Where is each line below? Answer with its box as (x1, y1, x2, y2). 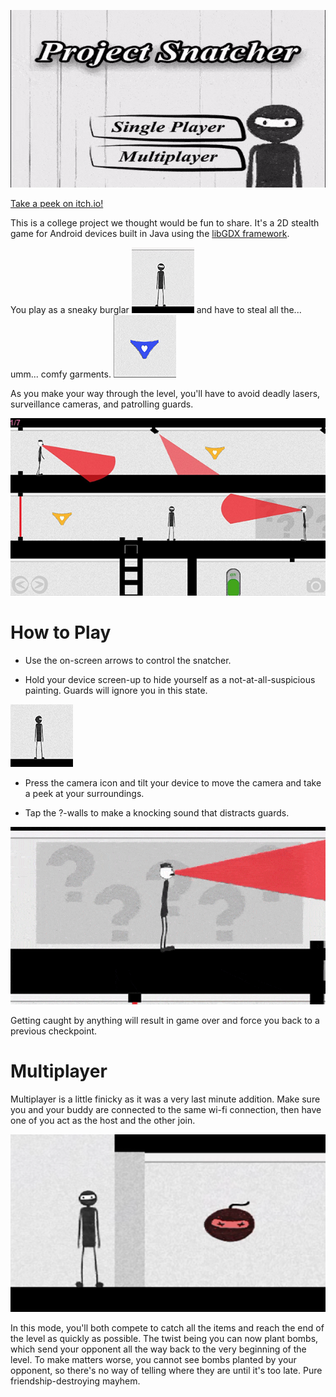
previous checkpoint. (10, 1025, 98, 1037)
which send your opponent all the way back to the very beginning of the (10, 1343, 307, 1355)
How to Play (10, 621, 112, 644)
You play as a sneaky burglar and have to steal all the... (10, 303, 302, 315)
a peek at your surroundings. (24, 787, 145, 799)
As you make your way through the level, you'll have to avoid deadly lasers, (10, 387, 321, 399)
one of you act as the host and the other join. (10, 1114, 196, 1126)
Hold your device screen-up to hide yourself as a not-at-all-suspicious (24, 673, 316, 685)
